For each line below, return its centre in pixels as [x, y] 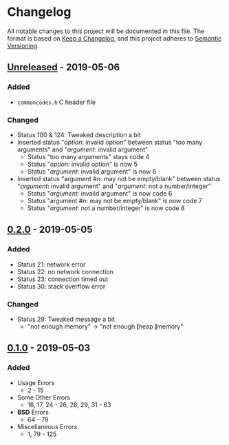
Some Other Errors [44, 397]
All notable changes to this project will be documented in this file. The [106, 31]
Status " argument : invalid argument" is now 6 [92, 171]
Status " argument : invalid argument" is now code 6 [100, 193]
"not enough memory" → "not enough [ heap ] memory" [105, 326]
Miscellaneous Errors [47, 426]
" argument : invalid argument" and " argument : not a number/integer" [114, 186]
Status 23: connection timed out [63, 279]
